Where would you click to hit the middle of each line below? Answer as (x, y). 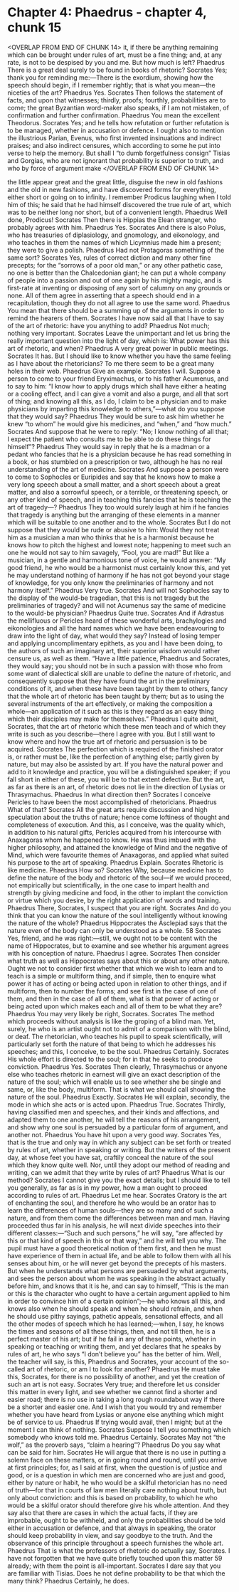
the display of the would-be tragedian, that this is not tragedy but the (108, 598)
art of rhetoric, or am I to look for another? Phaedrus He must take (123, 1369)
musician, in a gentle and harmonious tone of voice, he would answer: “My (117, 560)
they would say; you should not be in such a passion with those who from (115, 665)
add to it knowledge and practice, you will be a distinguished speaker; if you (119, 771)
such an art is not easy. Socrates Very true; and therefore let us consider (114, 1384)
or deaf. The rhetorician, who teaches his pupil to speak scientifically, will (115, 1036)
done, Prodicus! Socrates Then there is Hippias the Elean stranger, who (112, 220)
